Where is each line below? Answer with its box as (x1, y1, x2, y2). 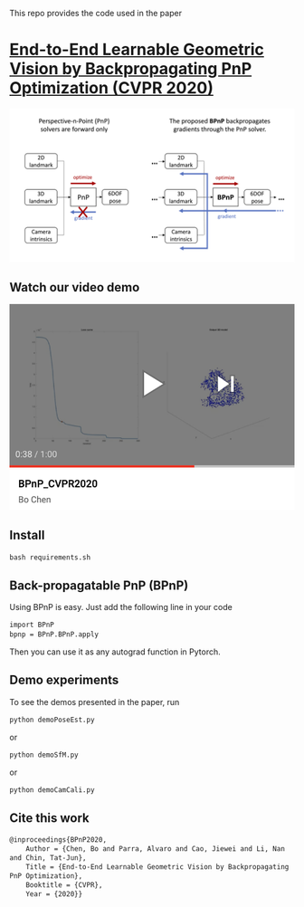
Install (9, 527, 45, 542)
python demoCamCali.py (9, 785, 95, 795)
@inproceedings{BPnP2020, (9, 835, 107, 845)
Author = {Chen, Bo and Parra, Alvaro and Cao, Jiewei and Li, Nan (25, 845, 285, 854)
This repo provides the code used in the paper (9, 8, 183, 18)
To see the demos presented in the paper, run (9, 696, 180, 707)
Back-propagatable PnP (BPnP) (9, 578, 189, 593)
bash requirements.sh (9, 553, 91, 562)
